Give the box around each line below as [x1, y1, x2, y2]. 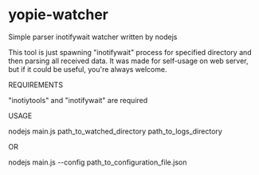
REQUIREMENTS [8, 80, 64, 89]
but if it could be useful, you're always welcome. [8, 64, 167, 74]
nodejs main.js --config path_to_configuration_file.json [8, 157, 187, 167]
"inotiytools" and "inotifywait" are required [8, 95, 148, 105]
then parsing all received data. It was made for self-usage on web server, [8, 56, 249, 66]
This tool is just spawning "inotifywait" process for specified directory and [8, 47, 253, 57]
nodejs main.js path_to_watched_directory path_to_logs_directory [8, 126, 223, 136]
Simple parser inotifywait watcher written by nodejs [8, 32, 178, 42]
